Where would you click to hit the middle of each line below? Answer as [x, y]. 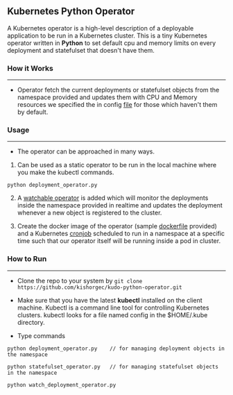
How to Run [27, 259]
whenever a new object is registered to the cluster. [89, 213]
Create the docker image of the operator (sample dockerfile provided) [117, 226]
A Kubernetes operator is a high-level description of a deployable [101, 28]
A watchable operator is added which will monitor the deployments [113, 198]
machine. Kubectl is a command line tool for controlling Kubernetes [113, 308]
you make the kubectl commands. [66, 172]
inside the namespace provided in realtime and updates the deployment [120, 205]
